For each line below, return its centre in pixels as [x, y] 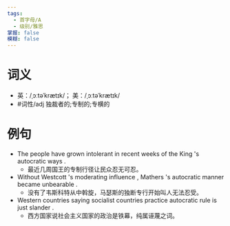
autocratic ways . [42, 161]
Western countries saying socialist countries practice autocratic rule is [117, 200]
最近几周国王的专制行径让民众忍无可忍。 [85, 169]
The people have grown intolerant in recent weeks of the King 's [108, 154]
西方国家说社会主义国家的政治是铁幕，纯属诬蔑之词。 [103, 216]
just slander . [35, 207]
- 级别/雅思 [28, 26]
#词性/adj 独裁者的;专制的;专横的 [63, 104]
